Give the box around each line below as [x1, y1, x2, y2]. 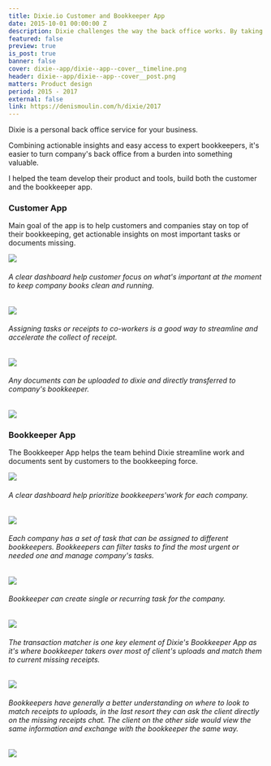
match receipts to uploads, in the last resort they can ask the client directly [8, 706, 260, 716]
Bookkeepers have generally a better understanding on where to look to [8, 698, 250, 708]
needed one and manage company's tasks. [8, 551, 154, 560]
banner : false [8, 58, 57, 66]
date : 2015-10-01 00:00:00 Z [8, 19, 107, 28]
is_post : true [8, 50, 57, 58]
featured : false [8, 34, 63, 43]
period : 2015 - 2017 [8, 87, 79, 96]
